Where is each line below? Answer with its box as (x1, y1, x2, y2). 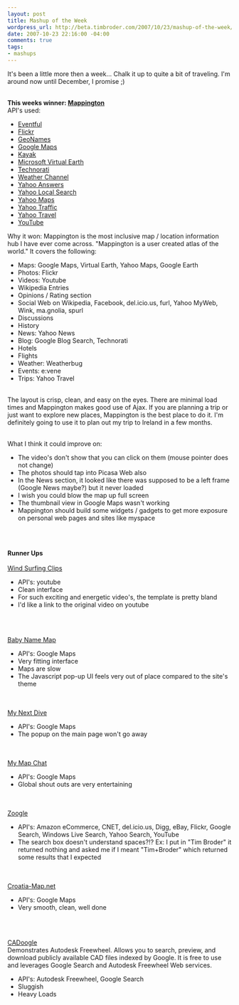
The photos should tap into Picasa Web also (17, 468, 147, 477)
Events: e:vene (17, 366, 62, 375)
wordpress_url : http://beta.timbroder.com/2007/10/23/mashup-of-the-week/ (7, 23, 234, 31)
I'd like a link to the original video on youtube (17, 600, 149, 609)
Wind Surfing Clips (7, 563, 63, 573)
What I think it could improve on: (7, 439, 102, 448)
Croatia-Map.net (7, 881, 56, 890)
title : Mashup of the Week (7, 17, 87, 24)
